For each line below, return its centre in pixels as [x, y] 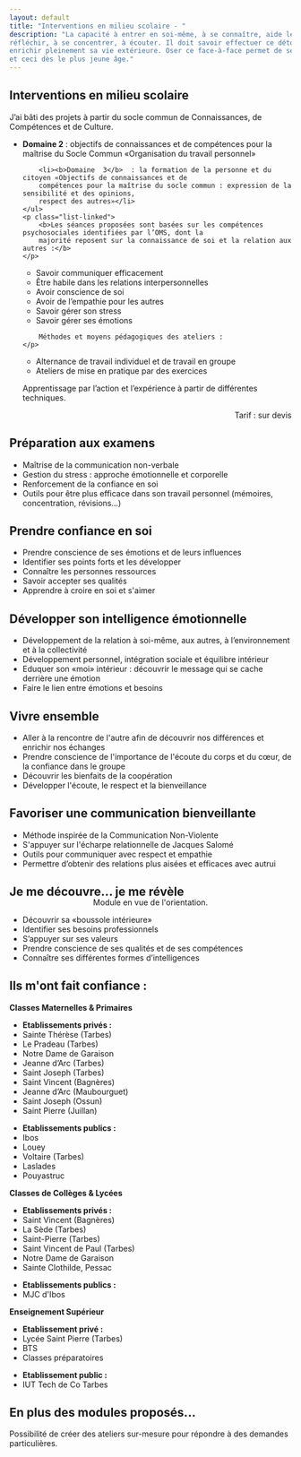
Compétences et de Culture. [61, 126]
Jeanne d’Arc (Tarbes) [63, 1063]
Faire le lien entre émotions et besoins [92, 688]
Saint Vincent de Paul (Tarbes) [78, 1248]
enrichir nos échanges [64, 747]
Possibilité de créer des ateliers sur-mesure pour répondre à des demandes [149, 1434]
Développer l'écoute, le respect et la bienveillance [115, 786]
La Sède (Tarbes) [54, 1229]
